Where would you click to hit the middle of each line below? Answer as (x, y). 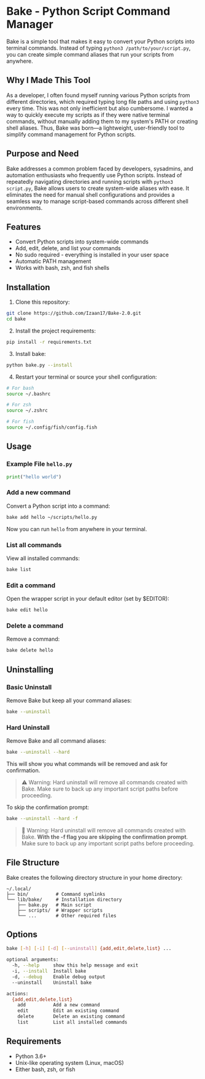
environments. (25, 208)
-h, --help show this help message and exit (75, 966)
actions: (17, 994)
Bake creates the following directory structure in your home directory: (95, 877)
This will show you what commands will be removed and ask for (87, 764)
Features (24, 227)
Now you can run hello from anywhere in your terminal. (77, 529)
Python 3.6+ (31, 1056)
